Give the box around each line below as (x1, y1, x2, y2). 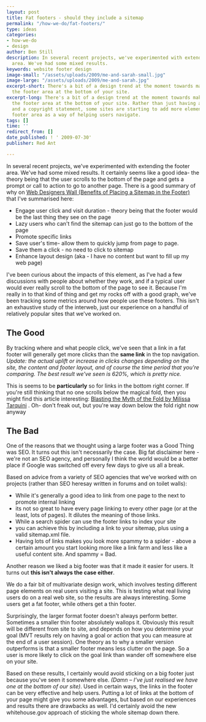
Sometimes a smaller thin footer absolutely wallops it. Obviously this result (6, 619, 194, 626)
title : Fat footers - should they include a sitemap (6, 15, 144, 21)
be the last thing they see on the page (15, 213, 112, 221)
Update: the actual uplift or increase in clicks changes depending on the (6, 357, 189, 364)
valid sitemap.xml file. (15, 531, 71, 539)
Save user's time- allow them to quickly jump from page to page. (15, 239, 179, 247)
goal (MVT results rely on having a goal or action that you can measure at (6, 632, 192, 639)
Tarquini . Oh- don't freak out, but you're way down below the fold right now (6, 401, 199, 409)
